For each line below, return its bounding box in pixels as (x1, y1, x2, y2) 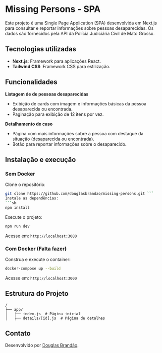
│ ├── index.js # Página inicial (5, 311, 81, 316)
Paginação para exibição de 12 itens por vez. (12, 111, 104, 117)
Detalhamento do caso (5, 121, 53, 127)
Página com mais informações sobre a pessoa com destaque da (12, 130, 144, 136)
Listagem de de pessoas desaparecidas (5, 91, 89, 97)
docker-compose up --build (5, 266, 61, 271)
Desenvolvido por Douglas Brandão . (5, 342, 79, 349)
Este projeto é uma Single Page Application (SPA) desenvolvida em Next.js (5, 20, 157, 26)
